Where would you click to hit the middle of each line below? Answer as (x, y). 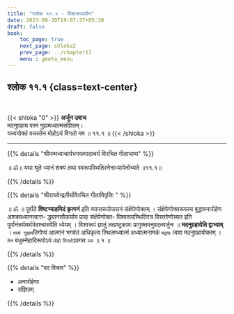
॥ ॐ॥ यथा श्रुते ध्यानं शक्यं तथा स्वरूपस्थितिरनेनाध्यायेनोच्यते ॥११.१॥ (85, 167)
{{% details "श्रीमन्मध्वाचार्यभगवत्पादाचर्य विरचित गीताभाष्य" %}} (81, 153)
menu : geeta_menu (46, 59)
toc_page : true (42, 40)
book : (15, 33)
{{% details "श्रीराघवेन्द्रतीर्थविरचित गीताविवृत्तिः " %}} (69, 195)
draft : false (26, 26)
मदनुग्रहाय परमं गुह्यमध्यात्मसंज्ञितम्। (45, 125)
